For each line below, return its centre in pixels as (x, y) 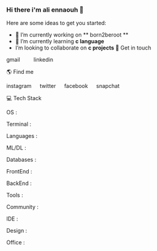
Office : (16, 242)
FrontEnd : (19, 172)
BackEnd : (19, 183)
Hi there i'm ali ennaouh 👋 (45, 10)
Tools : (15, 195)
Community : (22, 207)
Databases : (21, 160)
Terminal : (19, 124)
